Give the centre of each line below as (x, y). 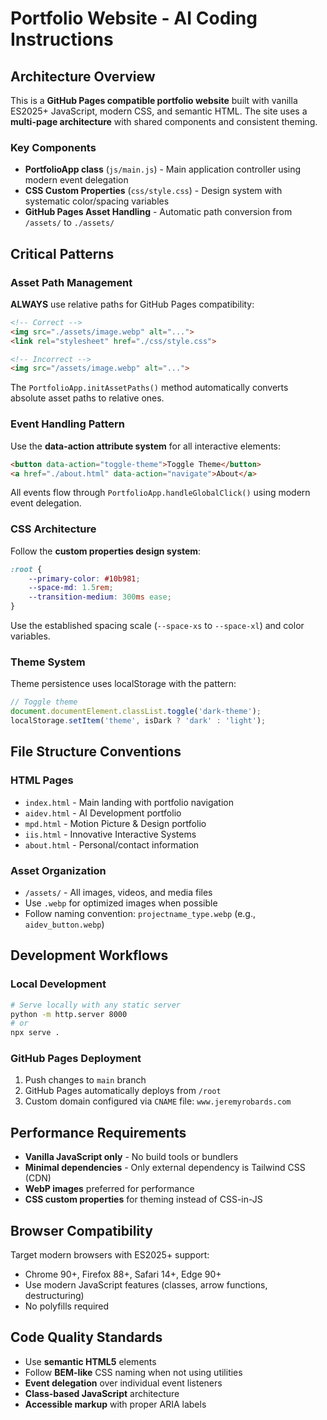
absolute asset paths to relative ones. (87, 398)
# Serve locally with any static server (96, 1005)
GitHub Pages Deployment (76, 1059)
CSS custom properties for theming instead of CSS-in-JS (143, 1199)
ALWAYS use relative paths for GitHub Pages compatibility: (132, 304)
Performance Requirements (98, 1132)
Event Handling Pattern (67, 424)
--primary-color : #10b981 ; (84, 578)
